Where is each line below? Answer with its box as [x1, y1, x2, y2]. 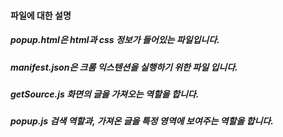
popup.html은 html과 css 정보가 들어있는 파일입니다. [10, 34, 220, 46]
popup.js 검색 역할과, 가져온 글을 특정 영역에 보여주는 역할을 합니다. [10, 115, 274, 127]
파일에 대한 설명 [10, 9, 72, 21]
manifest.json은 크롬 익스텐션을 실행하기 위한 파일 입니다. [10, 61, 238, 73]
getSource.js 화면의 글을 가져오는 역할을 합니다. [10, 88, 200, 100]
